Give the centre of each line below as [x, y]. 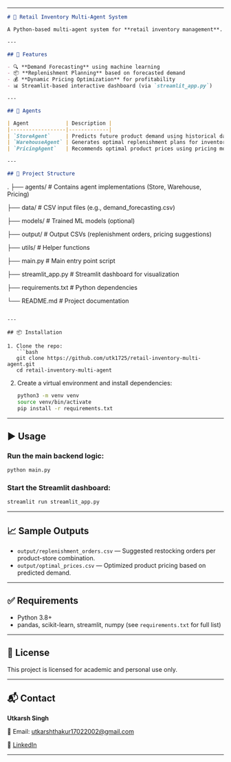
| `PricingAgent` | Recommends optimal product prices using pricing [112, 149]
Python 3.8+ [35, 617]
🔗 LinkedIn [22, 745]
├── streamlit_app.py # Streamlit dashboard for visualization [93, 274]
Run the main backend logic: [56, 456]
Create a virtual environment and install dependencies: [95, 383]
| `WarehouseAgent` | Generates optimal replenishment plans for [102, 142]
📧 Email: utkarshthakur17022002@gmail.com [70, 732]
